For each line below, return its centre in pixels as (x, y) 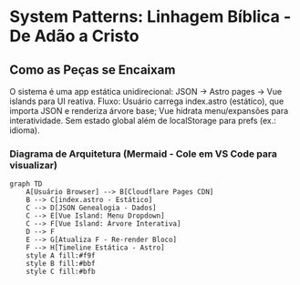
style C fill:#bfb (61, 272)
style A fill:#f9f (61, 256)
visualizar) (33, 165)
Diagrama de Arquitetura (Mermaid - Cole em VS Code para (144, 154)
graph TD (26, 184)
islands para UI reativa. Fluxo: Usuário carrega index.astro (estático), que (147, 101)
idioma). (25, 130)
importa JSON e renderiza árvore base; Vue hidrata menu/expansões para (149, 111)
